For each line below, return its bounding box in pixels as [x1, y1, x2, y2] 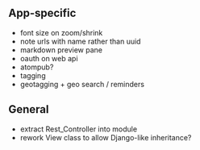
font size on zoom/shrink [19, 27, 103, 37]
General [8, 102, 50, 116]
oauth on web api [19, 53, 78, 63]
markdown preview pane [19, 44, 103, 55]
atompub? [19, 62, 54, 72]
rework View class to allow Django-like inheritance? [19, 132, 192, 142]
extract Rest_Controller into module [19, 124, 138, 134]
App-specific [8, 6, 77, 20]
